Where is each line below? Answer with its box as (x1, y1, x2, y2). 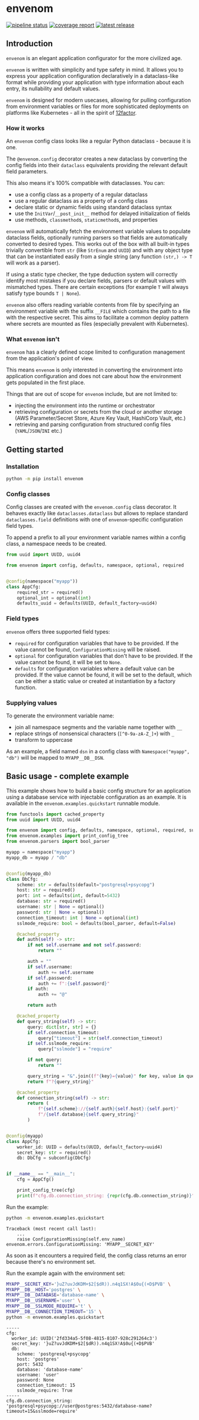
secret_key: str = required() (17, 1150, 92, 1155)
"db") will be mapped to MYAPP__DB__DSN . (6, 754, 105, 761)
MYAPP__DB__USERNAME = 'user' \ (6, 1298, 81, 1303)
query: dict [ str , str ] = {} (27, 1024, 97, 1030)
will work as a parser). (6, 259, 60, 266)
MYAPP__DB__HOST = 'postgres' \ (6, 1286, 81, 1293)
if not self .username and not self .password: (27, 942, 142, 948)
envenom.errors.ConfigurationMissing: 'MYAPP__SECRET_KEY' (6, 1241, 155, 1247)
